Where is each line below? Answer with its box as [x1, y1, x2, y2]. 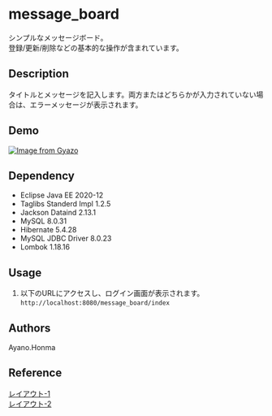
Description [8, 67, 69, 81]
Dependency [8, 168, 75, 183]
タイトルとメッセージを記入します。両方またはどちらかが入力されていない [8, 89, 257, 99]
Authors [8, 321, 51, 335]
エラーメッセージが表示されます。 [29, 99, 143, 110]
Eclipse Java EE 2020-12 [19, 190, 104, 200]
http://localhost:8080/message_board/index [19, 299, 171, 307]
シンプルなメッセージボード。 [8, 32, 108, 42]
